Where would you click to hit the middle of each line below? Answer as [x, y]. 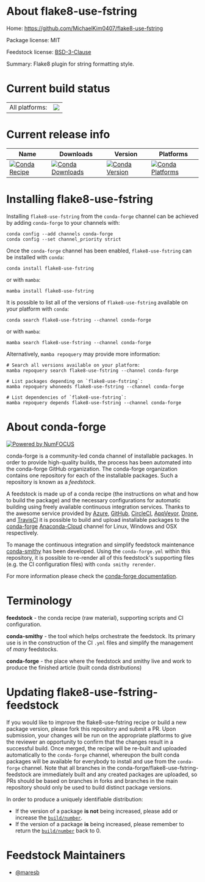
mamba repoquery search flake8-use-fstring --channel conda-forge [92, 371]
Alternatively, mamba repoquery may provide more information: [83, 354]
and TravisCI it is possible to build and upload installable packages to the [98, 519]
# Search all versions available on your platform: [73, 365]
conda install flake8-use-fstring [50, 268]
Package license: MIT [34, 40]
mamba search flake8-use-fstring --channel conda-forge [79, 342]
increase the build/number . [49, 817]
